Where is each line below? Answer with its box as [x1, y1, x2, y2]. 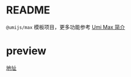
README [6, 3, 51, 17]
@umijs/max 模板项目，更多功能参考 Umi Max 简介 [6, 23, 125, 30]
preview [6, 44, 47, 58]
